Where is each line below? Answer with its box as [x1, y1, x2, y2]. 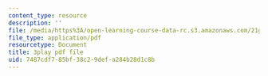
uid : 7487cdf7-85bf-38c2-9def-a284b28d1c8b [8, 56, 156, 64]
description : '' [8, 19, 62, 27]
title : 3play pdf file [8, 48, 84, 56]
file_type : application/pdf [8, 33, 102, 42]
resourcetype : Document [8, 41, 88, 49]
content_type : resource [8, 11, 88, 20]
